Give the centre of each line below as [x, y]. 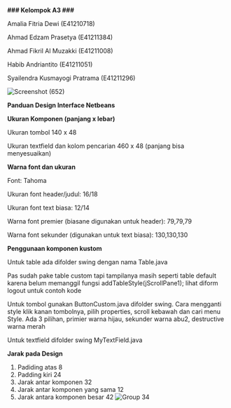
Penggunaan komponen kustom [55, 249]
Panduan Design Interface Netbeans [61, 105]
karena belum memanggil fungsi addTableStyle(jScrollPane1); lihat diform [113, 283]
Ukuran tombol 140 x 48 [42, 132]
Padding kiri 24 [39, 375]
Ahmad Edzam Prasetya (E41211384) [60, 37]
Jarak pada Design [35, 354]
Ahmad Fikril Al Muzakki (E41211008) [60, 51]
